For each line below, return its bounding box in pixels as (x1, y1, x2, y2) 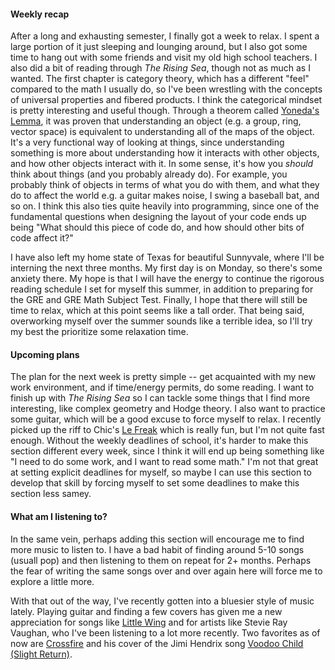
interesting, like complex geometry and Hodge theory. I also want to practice (10, 403, 326, 415)
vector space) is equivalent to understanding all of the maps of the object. (10, 126, 315, 138)
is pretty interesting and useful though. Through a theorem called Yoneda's (10, 105, 320, 117)
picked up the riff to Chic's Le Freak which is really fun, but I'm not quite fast (10, 424, 325, 436)
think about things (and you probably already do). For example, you (10, 168, 288, 180)
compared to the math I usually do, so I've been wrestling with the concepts (10, 83, 323, 95)
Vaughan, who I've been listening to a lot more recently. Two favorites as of (10, 626, 321, 639)
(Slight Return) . (10, 648, 73, 660)
